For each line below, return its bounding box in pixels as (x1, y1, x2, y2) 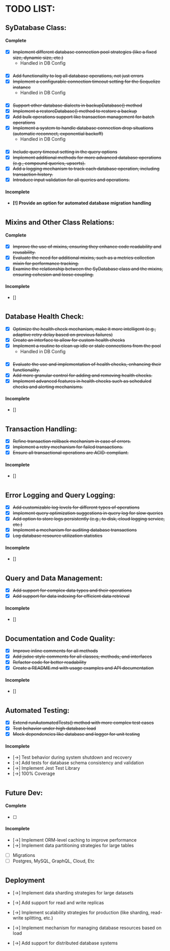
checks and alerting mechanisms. (12, 384, 83, 390)
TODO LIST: (5, 3, 55, 15)
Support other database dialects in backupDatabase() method (12, 102, 143, 108)
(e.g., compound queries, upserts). (12, 160, 86, 166)
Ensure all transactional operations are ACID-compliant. (12, 450, 129, 456)
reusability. (12, 249, 36, 255)
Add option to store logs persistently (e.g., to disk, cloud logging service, (12, 516, 165, 522)
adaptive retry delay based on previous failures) (12, 331, 113, 337)
